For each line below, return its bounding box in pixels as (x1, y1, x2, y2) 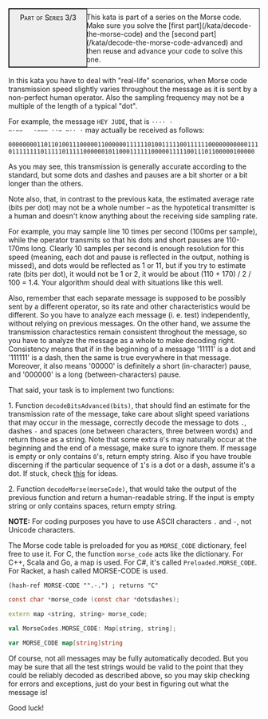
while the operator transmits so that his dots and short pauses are (8, 235, 225, 245)
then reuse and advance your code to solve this (86, 46, 243, 55)
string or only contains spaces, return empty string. (8, 501, 177, 511)
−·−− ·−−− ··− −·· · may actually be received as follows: (8, 126, 205, 135)
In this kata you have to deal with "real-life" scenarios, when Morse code (8, 76, 247, 86)
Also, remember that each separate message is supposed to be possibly (8, 294, 246, 303)
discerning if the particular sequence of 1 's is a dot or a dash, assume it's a (8, 460, 255, 470)
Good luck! (8, 703, 45, 713)
